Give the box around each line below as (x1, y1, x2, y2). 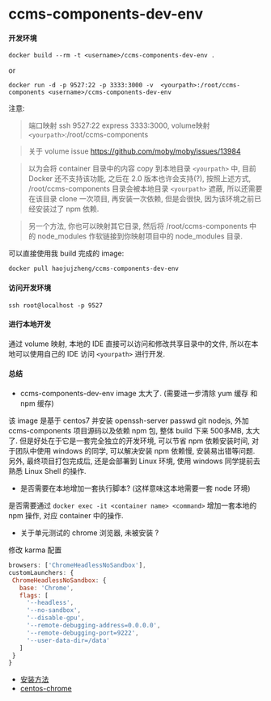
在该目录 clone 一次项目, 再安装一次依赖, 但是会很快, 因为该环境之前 (28, 194, 255, 204)
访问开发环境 (8, 282, 51, 292)
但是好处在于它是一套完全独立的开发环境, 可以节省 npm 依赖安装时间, (19, 436, 250, 446)
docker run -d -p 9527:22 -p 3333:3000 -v (8, 82, 154, 90)
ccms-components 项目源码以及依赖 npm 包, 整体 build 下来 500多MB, (8, 426, 244, 435)
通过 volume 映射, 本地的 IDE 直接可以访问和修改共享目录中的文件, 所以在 (8, 339, 252, 348)
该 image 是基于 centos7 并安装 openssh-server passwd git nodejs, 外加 (8, 416, 249, 425)
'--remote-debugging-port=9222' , (26, 628, 139, 637)
